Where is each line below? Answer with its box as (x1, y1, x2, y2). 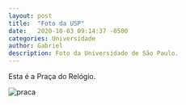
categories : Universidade (8, 34, 95, 43)
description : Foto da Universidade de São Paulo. (8, 49, 180, 57)
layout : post (8, 11, 53, 20)
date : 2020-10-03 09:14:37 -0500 (8, 27, 129, 35)
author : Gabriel (8, 42, 63, 50)
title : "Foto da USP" (8, 19, 85, 27)
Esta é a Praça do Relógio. (8, 72, 96, 81)
